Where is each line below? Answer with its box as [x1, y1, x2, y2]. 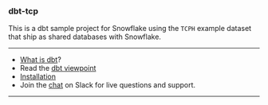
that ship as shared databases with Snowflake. [8, 32, 162, 41]
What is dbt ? [19, 55, 61, 64]
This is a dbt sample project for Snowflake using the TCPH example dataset [8, 24, 252, 33]
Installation [19, 72, 57, 81]
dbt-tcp [8, 6, 38, 17]
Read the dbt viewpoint [19, 64, 97, 73]
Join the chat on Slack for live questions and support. [19, 80, 196, 90]
